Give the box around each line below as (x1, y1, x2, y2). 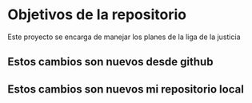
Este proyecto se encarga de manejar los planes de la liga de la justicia (7, 32, 241, 42)
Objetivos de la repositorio (7, 6, 187, 24)
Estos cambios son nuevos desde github (7, 55, 214, 69)
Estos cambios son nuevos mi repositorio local (7, 82, 245, 96)
